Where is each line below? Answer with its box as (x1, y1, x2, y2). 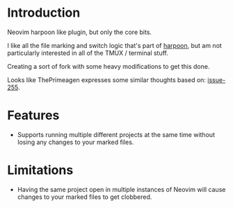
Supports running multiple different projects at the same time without (17, 130, 216, 138)
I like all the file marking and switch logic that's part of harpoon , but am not (7, 41, 223, 49)
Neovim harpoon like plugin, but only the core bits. (7, 28, 152, 36)
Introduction (7, 5, 81, 21)
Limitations (7, 162, 74, 178)
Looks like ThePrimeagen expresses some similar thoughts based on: (7, 75, 207, 84)
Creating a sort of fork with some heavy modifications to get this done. (7, 62, 210, 70)
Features (7, 108, 60, 123)
